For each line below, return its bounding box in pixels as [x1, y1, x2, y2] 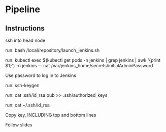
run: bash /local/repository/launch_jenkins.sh [5, 47, 100, 53]
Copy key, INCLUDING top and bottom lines [5, 112, 96, 118]
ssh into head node [5, 37, 46, 43]
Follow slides [5, 122, 32, 128]
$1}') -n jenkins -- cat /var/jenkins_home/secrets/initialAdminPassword [5, 63, 153, 68]
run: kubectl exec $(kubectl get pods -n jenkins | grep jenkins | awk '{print [5, 57, 161, 63]
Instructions [5, 24, 45, 33]
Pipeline [5, 4, 41, 15]
